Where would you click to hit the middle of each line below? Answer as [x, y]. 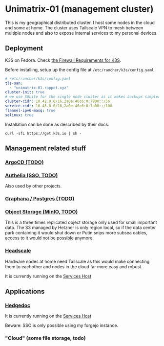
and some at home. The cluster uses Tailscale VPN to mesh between [74, 27]
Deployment [24, 48]
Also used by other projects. [33, 186]
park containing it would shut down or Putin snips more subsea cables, [76, 233]
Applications [25, 291]
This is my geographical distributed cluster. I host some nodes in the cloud [80, 23]
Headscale [18, 251]
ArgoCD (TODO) [24, 162]
